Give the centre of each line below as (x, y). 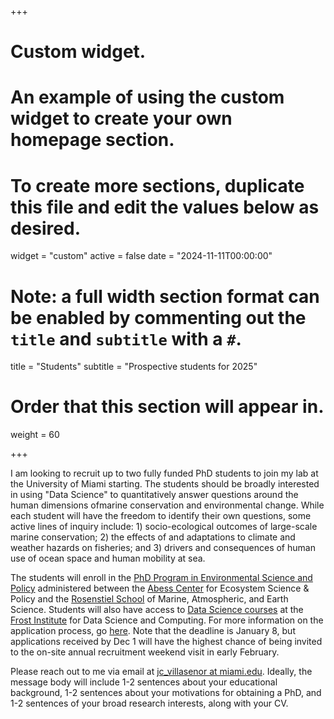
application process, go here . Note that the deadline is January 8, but (153, 631)
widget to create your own (121, 118)
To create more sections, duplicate (157, 185)
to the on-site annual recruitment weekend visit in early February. (145, 652)
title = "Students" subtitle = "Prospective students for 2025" (134, 367)
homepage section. (92, 140)
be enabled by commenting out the (158, 317)
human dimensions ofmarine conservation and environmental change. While (167, 505)
